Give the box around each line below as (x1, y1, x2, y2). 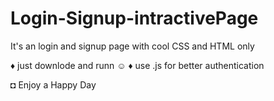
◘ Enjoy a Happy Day (10, 78, 97, 91)
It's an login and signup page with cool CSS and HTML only (10, 40, 255, 52)
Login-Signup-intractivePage (10, 7, 259, 30)
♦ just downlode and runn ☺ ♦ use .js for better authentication (10, 59, 265, 71)
